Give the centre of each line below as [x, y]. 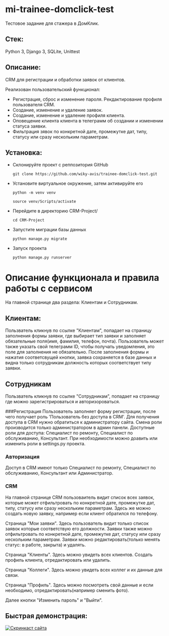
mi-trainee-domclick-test [60, 9]
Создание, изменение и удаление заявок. [58, 110]
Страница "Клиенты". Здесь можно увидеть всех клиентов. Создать [79, 555]
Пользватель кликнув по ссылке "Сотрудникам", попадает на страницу [82, 396]
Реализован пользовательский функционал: [53, 89]
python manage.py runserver [42, 258]
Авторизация [22, 456]
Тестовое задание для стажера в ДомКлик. [52, 23]
